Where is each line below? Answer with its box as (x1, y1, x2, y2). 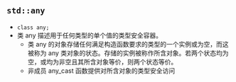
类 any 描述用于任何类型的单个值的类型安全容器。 (16, 31, 163, 40)
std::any (6, 6, 45, 16)
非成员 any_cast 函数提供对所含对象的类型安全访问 (27, 66, 176, 75)
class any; (16, 24, 50, 31)
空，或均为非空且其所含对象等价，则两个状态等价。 (27, 57, 178, 66)
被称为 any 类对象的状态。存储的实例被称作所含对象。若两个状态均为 (27, 49, 229, 57)
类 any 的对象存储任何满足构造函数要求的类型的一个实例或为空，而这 (27, 40, 229, 48)
